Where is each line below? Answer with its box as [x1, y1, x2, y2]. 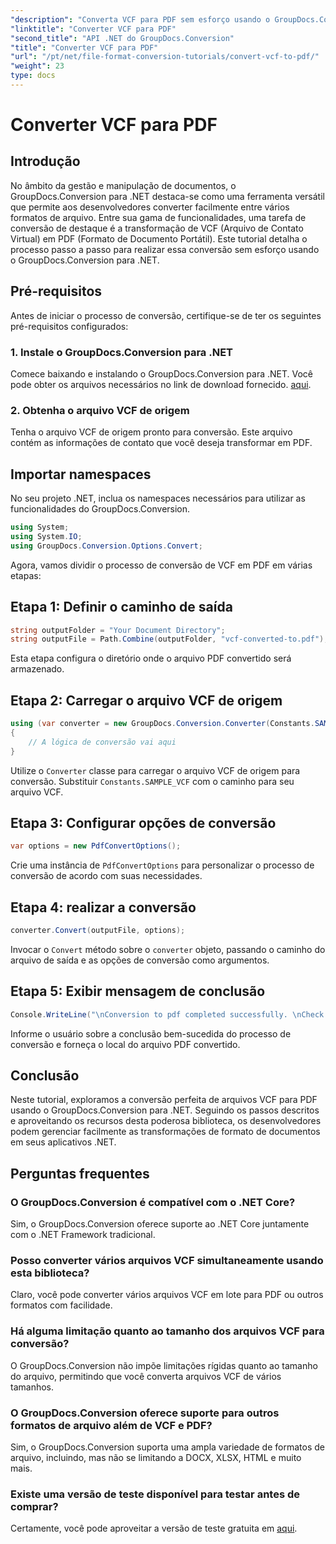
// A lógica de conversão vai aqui [28, 737, 177, 747]
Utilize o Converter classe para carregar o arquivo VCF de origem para [10, 764, 301, 776]
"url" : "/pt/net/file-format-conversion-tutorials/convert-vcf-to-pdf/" [10, 52, 320, 62]
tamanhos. [10, 1381, 55, 1393]
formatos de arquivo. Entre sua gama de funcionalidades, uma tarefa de [10, 211, 307, 223]
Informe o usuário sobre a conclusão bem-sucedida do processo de [10, 1027, 292, 1040]
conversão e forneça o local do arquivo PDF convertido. [10, 1038, 241, 1050]
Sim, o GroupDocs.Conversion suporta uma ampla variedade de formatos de [10, 1441, 325, 1453]
